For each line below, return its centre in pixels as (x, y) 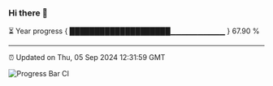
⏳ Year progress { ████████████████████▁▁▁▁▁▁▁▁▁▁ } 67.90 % (134, 31)
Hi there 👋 (28, 13)
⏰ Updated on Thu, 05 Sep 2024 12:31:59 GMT (87, 58)
